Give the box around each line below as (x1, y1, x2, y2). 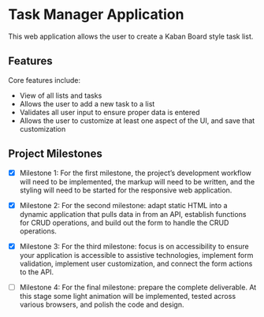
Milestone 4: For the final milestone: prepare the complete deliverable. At (19, 282, 257, 292)
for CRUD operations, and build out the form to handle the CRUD (19, 218, 229, 227)
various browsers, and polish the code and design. (19, 300, 184, 309)
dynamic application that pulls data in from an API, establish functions (19, 209, 247, 218)
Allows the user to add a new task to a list (19, 99, 155, 108)
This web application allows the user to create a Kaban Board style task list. (8, 32, 254, 41)
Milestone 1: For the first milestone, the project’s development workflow (19, 168, 252, 177)
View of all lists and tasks (19, 91, 102, 100)
